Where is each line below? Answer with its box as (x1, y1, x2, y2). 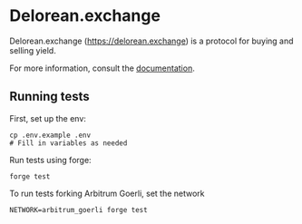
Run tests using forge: (9, 154, 93, 165)
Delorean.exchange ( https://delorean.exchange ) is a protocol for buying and (9, 35, 294, 46)
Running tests (9, 89, 91, 104)
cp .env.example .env (9, 131, 92, 140)
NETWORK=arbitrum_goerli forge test (9, 205, 148, 214)
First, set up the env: (9, 112, 86, 123)
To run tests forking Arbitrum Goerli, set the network (9, 188, 206, 199)
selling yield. (9, 44, 56, 55)
